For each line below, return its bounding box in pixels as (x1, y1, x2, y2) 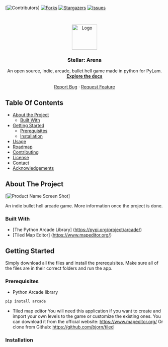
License (12, 155, 29, 161)
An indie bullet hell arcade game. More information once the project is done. (5, 202, 163, 208)
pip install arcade (5, 299, 46, 304)
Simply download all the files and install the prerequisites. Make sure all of (5, 260, 158, 266)
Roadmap (12, 144, 33, 150)
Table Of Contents (5, 98, 64, 107)
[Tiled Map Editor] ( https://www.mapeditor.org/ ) (12, 232, 112, 238)
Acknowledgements (12, 165, 54, 171)
